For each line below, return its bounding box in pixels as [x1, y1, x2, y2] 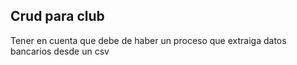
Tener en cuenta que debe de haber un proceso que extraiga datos [10, 34, 287, 46]
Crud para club [10, 8, 105, 25]
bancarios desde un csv [10, 45, 110, 57]
